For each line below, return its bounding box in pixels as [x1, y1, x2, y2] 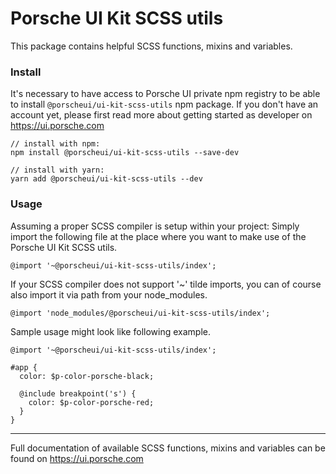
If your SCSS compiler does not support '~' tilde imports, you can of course [10, 278, 322, 290]
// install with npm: [10, 139, 101, 149]
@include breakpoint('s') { [19, 388, 137, 399]
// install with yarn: [10, 165, 105, 176]
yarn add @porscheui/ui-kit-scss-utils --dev [10, 174, 203, 184]
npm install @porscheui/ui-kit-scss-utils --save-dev [10, 148, 240, 158]
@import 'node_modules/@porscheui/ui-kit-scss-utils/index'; [10, 308, 271, 318]
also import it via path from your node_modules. [10, 288, 208, 301]
